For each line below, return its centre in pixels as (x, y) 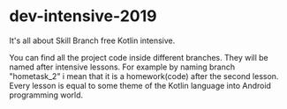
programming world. (46, 95)
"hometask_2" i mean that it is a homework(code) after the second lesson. (144, 76)
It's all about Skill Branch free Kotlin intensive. (92, 40)
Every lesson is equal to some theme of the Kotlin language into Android (140, 85)
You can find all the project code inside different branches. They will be (139, 57)
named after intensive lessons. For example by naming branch (122, 67)
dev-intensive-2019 (83, 16)
